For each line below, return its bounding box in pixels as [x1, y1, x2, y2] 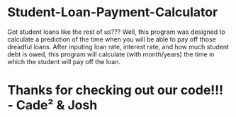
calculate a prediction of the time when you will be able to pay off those [7, 35, 216, 43]
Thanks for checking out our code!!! [7, 82, 224, 99]
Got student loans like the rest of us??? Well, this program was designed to [7, 27, 225, 36]
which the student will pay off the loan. [7, 57, 121, 66]
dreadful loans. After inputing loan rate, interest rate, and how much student [7, 42, 229, 51]
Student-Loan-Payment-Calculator [7, 4, 218, 20]
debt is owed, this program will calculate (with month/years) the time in [7, 50, 215, 58]
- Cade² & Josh [7, 97, 98, 113]
